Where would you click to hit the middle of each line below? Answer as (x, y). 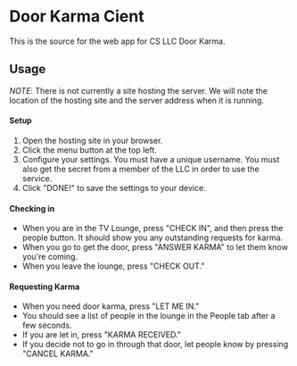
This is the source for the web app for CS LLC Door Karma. (117, 41)
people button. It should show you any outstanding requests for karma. (153, 237)
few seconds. (47, 325)
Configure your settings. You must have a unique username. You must (151, 159)
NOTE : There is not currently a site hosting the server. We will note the (138, 90)
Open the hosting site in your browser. (92, 140)
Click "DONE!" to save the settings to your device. (114, 187)
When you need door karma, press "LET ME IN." (111, 306)
